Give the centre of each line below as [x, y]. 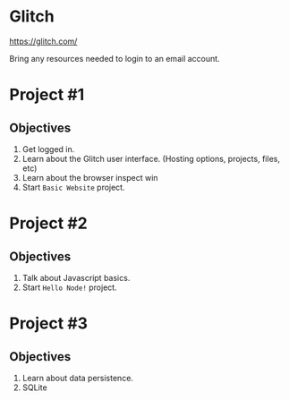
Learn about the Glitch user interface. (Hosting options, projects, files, [151, 158]
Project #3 [48, 323]
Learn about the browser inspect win [90, 177]
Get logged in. [48, 149]
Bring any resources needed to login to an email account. [115, 58]
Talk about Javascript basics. [76, 277]
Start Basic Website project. [73, 187]
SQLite [34, 387]
